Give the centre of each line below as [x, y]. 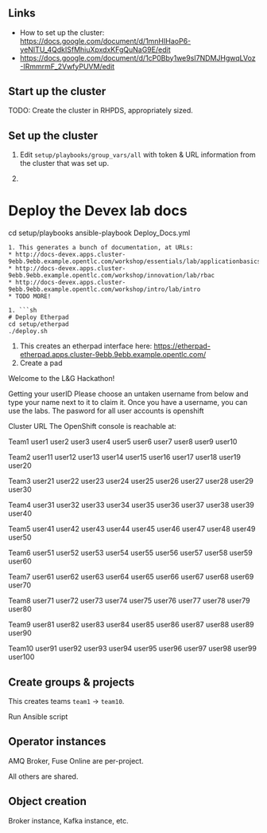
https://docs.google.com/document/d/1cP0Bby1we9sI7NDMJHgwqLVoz [137, 57]
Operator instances [57, 742]
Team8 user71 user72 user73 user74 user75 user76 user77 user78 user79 [129, 601]
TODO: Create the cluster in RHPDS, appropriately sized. [101, 111]
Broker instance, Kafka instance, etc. [68, 820]
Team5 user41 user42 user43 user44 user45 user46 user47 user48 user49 [132, 529]
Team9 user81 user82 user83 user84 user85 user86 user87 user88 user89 [131, 625]
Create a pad [41, 363]
